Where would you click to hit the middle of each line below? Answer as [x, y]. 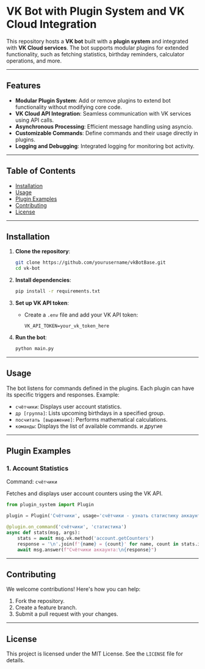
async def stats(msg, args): [43, 533]
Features [23, 86]
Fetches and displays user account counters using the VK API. [85, 493]
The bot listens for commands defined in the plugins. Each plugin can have [100, 388]
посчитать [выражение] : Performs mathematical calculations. [91, 419]
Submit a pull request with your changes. [67, 614]
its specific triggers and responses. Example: [63, 394]
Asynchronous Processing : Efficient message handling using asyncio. [104, 126]
